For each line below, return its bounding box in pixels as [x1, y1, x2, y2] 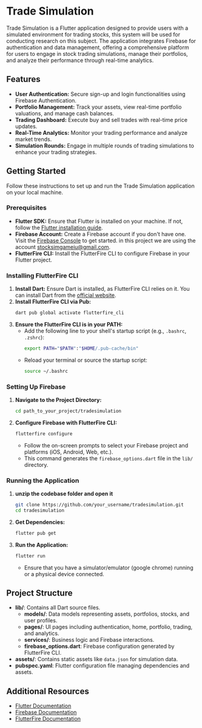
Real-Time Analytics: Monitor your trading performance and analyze [15, 129, 188, 136]
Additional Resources [6, 686, 89, 696]
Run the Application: [15, 541, 69, 548]
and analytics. [24, 630, 59, 637]
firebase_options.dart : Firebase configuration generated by [24, 642, 175, 650]
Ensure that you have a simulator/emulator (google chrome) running [24, 563, 194, 571]
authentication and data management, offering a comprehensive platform [6, 44, 189, 51]
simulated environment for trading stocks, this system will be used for [6, 30, 181, 38]
